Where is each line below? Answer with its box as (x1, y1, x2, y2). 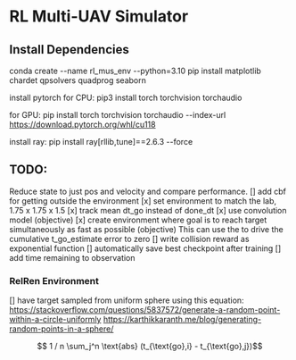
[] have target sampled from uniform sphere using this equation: (9, 295, 244, 306)
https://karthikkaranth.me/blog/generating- (103, 314, 262, 325)
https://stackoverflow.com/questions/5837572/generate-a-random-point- (9, 305, 281, 315)
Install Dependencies (9, 42, 129, 57)
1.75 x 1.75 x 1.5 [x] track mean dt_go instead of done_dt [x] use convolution (9, 205, 287, 215)
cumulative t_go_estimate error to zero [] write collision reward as (9, 233, 250, 244)
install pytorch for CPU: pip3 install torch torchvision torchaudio (9, 92, 243, 103)
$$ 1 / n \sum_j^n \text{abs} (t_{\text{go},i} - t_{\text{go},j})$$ (37, 341, 263, 352)
